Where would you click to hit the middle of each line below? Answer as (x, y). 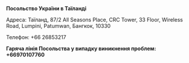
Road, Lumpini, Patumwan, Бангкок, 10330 (58, 26)
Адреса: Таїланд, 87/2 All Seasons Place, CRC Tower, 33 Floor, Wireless (94, 20)
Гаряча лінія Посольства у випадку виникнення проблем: (81, 48)
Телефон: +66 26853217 (36, 37)
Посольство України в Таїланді (46, 8)
